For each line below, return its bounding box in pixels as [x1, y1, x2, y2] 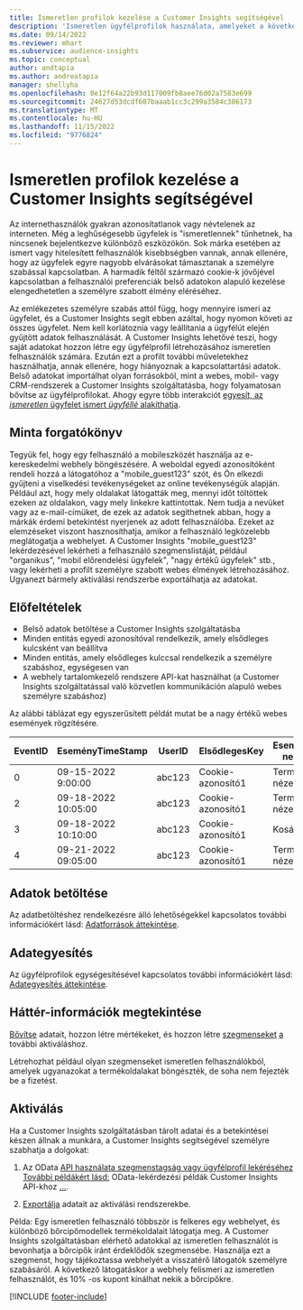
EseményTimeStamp [57, 745, 149, 758]
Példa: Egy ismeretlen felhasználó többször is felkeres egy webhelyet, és [9, 1215, 280, 1227]
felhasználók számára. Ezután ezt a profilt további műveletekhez [9, 351, 249, 362]
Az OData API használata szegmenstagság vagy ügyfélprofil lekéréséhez [22, 1161, 294, 1173]
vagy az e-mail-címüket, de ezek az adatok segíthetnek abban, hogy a [9, 506, 271, 517]
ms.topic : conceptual [9, 55, 91, 64]
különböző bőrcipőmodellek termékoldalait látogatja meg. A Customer [9, 1225, 269, 1236]
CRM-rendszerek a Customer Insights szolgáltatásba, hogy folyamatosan [9, 380, 281, 391]
